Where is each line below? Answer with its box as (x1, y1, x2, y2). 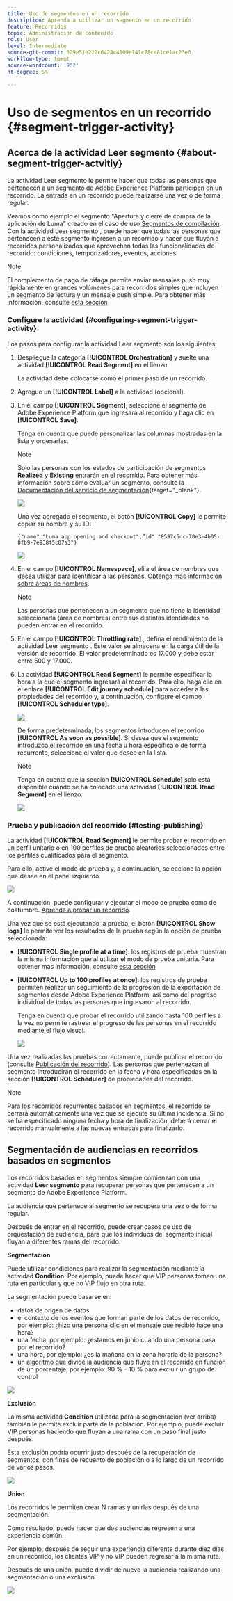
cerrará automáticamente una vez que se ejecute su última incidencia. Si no (7, 1109, 225, 1118)
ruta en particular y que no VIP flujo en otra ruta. (7, 1279, 146, 1287)
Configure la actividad (7, 315, 84, 325)
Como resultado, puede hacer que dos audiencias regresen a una (7, 1524, 195, 1532)
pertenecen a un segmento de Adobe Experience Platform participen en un (7, 184, 223, 192)
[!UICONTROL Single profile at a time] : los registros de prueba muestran (17, 947, 227, 956)
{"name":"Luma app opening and (17, 533, 109, 540)
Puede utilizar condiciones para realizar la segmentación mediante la (7, 1264, 205, 1273)
